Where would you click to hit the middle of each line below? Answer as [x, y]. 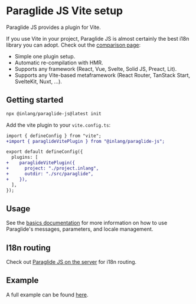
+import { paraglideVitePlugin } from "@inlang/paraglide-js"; [86, 141]
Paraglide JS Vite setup [64, 11]
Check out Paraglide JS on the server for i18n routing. [71, 262]
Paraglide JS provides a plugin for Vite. [54, 27]
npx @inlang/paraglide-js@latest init [54, 113]
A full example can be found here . [47, 295]
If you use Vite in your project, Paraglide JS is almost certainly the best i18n [98, 38]
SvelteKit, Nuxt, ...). [38, 81]
